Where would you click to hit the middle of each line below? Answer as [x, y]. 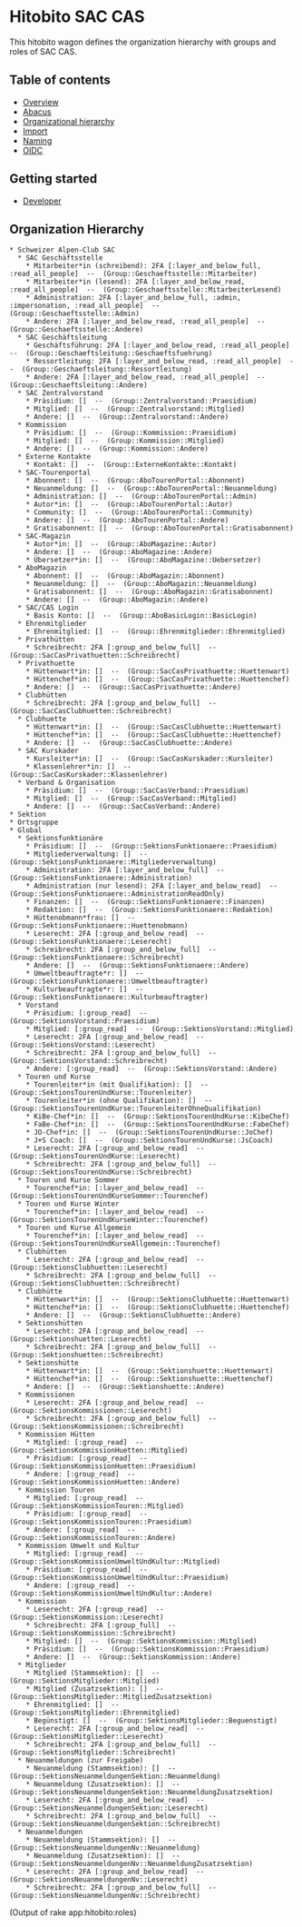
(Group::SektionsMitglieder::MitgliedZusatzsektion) [111, 1697]
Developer [42, 201]
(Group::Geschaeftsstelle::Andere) [77, 330]
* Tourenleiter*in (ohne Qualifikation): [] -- [119, 1101]
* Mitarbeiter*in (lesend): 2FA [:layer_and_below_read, [136, 282]
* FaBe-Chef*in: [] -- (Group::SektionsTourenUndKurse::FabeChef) [158, 1125]
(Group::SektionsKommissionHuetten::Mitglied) [99, 1451]
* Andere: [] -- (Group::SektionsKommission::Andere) [134, 1657]
